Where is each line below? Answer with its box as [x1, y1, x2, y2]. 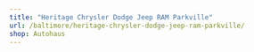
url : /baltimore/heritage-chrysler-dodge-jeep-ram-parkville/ [9, 21, 245, 30]
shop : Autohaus [9, 29, 66, 38]
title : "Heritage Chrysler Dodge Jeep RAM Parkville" [9, 12, 214, 22]
